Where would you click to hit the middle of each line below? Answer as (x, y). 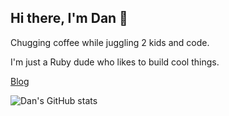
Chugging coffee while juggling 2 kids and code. (110, 42)
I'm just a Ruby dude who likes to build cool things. (115, 62)
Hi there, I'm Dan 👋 (69, 18)
